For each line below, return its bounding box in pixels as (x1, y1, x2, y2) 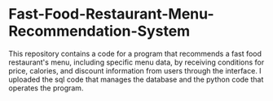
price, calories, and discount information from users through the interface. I (8, 65, 262, 75)
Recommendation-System (8, 22, 191, 40)
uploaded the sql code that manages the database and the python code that (8, 74, 264, 84)
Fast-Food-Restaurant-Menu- (8, 5, 214, 23)
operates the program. (8, 82, 84, 93)
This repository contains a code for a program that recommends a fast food (8, 48, 262, 58)
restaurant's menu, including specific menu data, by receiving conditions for (8, 57, 265, 67)
